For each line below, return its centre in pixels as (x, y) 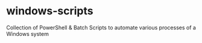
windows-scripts (50, 11)
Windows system (28, 33)
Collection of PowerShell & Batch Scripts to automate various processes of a (101, 27)
